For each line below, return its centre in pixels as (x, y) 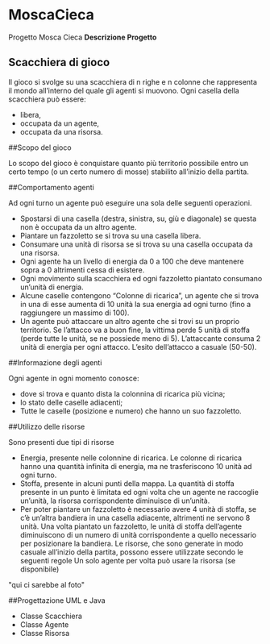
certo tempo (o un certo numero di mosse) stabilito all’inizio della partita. (129, 172)
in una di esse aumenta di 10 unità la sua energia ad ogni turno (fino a (135, 304)
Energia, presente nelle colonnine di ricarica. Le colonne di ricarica (131, 458)
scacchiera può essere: (47, 99)
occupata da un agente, (59, 123)
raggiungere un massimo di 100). (75, 313)
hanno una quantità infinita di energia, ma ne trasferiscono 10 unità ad (136, 466)
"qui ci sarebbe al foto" (47, 584)
